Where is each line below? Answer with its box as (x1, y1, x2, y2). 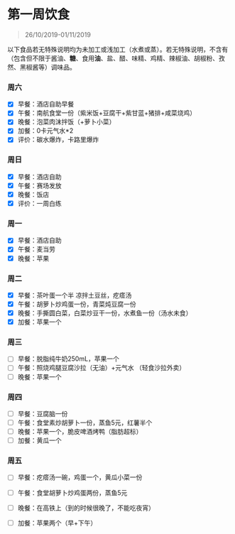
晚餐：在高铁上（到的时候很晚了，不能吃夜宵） (17, 503, 155, 512)
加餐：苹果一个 (17, 317, 62, 327)
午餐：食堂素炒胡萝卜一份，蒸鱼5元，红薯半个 (17, 418, 153, 427)
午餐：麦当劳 (17, 245, 55, 254)
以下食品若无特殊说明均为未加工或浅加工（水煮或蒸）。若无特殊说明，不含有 (7, 45, 229, 53)
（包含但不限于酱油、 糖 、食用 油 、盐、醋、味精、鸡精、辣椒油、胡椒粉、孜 (7, 54, 225, 62)
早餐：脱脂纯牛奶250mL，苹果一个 (17, 354, 119, 363)
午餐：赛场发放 (17, 181, 62, 190)
